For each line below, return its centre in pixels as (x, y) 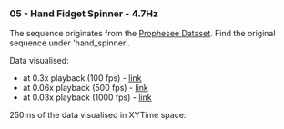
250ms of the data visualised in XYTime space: (98, 115)
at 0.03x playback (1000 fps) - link (87, 97)
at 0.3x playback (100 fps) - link (82, 78)
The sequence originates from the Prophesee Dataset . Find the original (142, 34)
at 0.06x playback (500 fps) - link (85, 88)
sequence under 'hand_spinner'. (70, 43)
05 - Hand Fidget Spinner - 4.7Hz (84, 14)
